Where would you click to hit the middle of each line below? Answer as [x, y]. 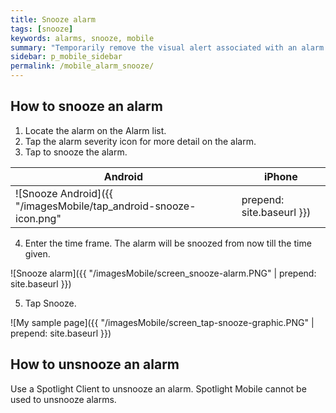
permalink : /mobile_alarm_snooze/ [82, 66]
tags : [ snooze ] [42, 29]
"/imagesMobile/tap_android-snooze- [106, 206]
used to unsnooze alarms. [63, 399]
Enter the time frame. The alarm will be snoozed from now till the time [168, 243]
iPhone [280, 176]
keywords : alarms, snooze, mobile [82, 38]
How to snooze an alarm [86, 106]
